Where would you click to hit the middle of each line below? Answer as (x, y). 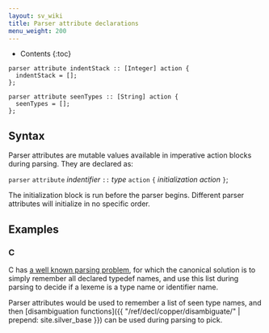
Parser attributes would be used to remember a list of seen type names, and (135, 302)
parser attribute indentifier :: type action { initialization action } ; (118, 179)
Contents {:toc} (45, 54)
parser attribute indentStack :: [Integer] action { (99, 69)
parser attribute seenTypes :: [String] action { (94, 97)
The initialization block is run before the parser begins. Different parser (126, 196)
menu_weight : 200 (38, 31)
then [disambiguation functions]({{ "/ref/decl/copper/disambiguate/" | (124, 311)
